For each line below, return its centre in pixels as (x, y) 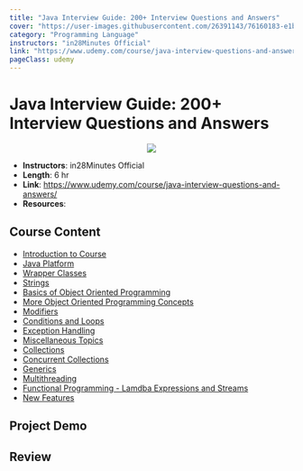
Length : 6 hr (46, 175)
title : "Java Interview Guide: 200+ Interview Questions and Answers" (145, 18)
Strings (36, 282)
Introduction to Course (64, 254)
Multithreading (50, 378)
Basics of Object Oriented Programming (96, 292)
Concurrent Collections (66, 359)
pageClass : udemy (42, 60)
